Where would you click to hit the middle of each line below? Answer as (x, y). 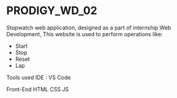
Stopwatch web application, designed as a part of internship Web (89, 28)
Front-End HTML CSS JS (38, 89)
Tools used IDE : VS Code (39, 77)
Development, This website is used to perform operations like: (85, 34)
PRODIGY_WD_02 (52, 11)
